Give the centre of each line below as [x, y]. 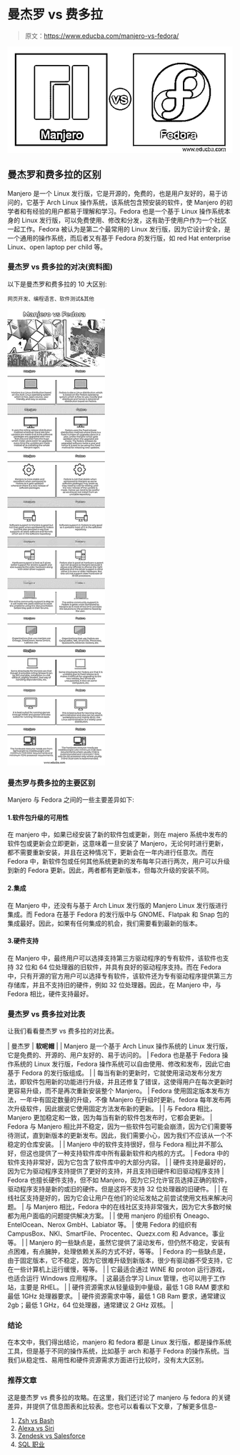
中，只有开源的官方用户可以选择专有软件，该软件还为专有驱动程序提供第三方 [120, 976]
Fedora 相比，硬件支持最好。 [50, 994]
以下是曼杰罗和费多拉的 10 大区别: [57, 284]
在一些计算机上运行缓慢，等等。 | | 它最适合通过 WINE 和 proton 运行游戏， [118, 1269]
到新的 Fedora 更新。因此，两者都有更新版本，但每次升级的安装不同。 [110, 870]
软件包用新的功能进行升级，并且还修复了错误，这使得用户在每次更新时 [129, 1082]
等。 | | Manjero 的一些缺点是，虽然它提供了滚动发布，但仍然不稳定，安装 [116, 1243]
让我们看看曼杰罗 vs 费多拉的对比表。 [63, 1031]
